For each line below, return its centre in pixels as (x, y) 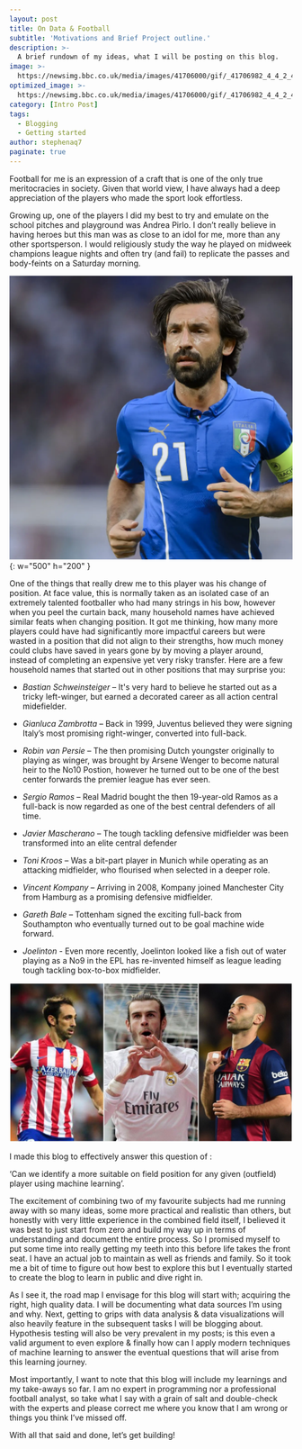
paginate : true (38, 152)
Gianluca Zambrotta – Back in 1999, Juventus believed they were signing (157, 723)
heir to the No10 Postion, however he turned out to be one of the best (151, 769)
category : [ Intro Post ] (54, 104)
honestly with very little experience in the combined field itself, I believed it (147, 1220)
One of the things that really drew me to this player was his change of (138, 583)
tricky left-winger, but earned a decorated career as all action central (150, 696)
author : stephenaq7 (46, 143)
